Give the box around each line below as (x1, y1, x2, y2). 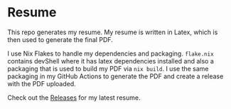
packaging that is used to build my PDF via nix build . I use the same (7, 64, 209, 73)
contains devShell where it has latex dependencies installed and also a (7, 56, 215, 65)
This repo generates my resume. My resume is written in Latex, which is (7, 28, 218, 36)
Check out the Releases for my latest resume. (7, 93, 141, 102)
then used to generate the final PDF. (7, 35, 114, 43)
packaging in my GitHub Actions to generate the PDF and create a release (7, 72, 224, 81)
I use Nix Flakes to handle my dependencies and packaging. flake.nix (7, 49, 215, 58)
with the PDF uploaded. (7, 79, 76, 88)
